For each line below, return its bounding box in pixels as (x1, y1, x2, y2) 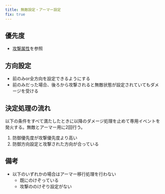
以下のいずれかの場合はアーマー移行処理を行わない (12, 171, 116, 177)
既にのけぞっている (19, 177, 59, 183)
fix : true (5, 12, 26, 17)
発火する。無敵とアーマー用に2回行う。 (5, 124, 85, 130)
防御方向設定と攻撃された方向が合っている (12, 141, 99, 147)
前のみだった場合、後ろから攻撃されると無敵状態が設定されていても (12, 82, 151, 88)
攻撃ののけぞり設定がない (19, 183, 72, 189)
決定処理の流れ (5, 104, 51, 112)
